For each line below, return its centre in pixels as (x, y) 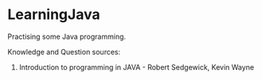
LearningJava (54, 15)
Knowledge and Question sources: (64, 51)
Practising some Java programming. (67, 36)
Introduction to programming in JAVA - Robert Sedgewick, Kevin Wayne (137, 67)
